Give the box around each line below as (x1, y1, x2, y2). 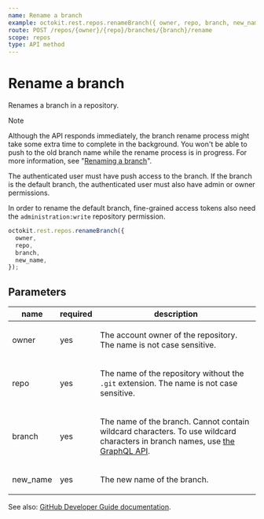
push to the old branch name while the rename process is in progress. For (8, 148, 247, 157)
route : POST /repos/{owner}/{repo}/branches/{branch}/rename (8, 26, 213, 34)
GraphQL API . (99, 446, 151, 457)
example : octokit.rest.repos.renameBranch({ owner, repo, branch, (8, 19, 230, 27)
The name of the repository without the (99, 368, 244, 379)
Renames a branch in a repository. (8, 101, 119, 110)
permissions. (8, 188, 50, 197)
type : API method (8, 41, 65, 49)
